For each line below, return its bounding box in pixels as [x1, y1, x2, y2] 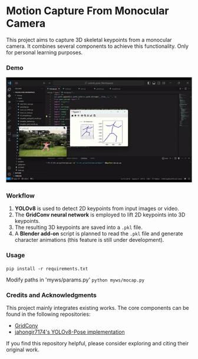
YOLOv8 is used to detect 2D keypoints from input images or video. [14, 205, 180, 212]
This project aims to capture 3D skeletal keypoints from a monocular [6, 36, 172, 43]
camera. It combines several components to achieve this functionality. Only [6, 43, 189, 50]
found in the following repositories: [6, 311, 91, 318]
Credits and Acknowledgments [6, 291, 97, 299]
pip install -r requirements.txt [6, 266, 88, 271]
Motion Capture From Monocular [6, 4, 169, 18]
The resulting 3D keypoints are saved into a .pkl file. [14, 224, 143, 231]
